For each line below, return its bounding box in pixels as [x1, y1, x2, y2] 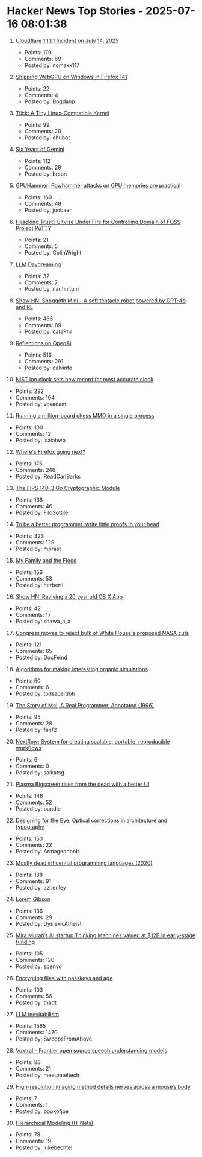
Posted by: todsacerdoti [15, 690, 75, 697]
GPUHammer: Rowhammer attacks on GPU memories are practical [15, 182, 181, 189]
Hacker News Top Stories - [7, 4, 144, 18]
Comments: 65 [15, 647, 53, 654]
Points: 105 [15, 949, 43, 957]
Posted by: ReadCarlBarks [15, 473, 81, 480]
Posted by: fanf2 [15, 726, 57, 733]
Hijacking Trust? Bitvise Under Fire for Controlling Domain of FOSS [15, 218, 181, 225]
